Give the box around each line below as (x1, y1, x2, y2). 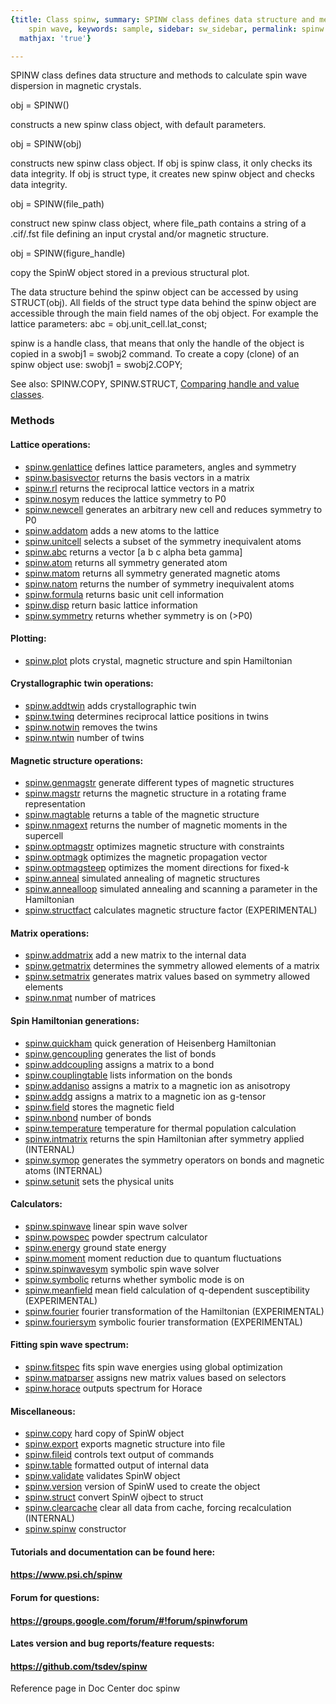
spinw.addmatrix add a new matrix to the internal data (24, 949, 247, 961)
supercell (24, 830, 64, 842)
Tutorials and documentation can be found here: (10, 1546, 216, 1558)
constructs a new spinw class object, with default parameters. (10, 119, 267, 131)
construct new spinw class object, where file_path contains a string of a (10, 217, 307, 230)
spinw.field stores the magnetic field (24, 1101, 175, 1113)
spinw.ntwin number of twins (24, 731, 145, 743)
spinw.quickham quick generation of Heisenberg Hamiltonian (24, 1037, 277, 1049)
